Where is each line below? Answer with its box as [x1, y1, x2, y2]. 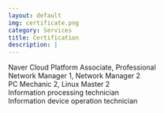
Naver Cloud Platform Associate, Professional [8, 62, 156, 72]
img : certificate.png [8, 19, 80, 27]
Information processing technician [8, 88, 120, 97]
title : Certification [8, 33, 80, 42]
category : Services [8, 26, 73, 34]
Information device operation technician [8, 96, 138, 106]
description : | [8, 41, 58, 49]
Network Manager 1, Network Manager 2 [8, 71, 140, 81]
